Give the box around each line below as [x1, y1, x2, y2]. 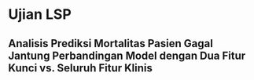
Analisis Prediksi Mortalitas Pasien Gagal [8, 37, 214, 50]
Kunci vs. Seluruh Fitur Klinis [8, 61, 153, 75]
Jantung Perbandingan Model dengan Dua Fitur [8, 49, 246, 62]
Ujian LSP [8, 5, 72, 24]
